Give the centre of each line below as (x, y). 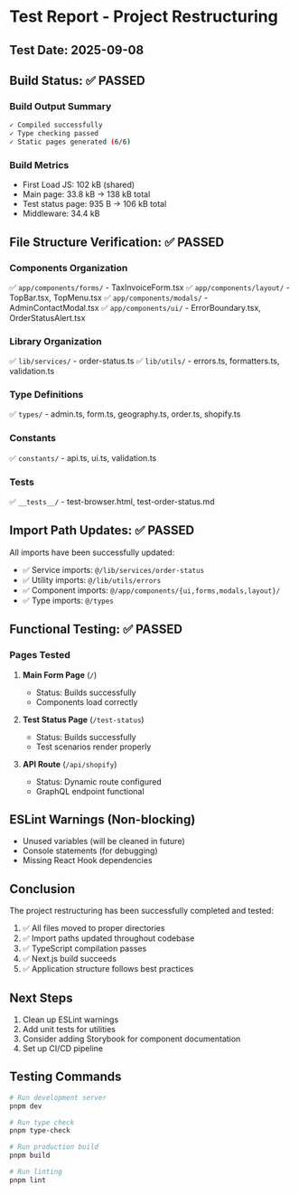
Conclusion (42, 889)
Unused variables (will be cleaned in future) (103, 841)
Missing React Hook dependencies (87, 860)
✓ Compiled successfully (56, 125)
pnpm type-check (40, 1131)
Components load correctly (87, 701)
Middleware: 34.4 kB (61, 213)
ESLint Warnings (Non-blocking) (103, 819)
